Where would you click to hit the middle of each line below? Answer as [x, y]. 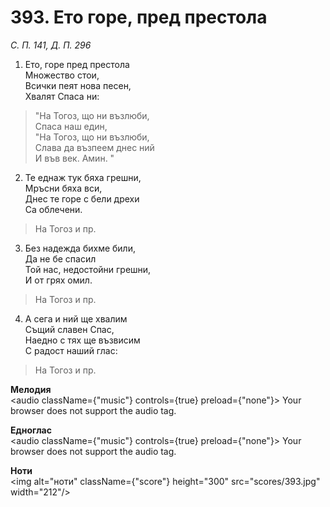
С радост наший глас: [71, 350]
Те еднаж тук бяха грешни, [83, 177]
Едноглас [31, 430]
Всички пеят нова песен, [78, 85]
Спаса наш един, [71, 126]
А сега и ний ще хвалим [76, 318]
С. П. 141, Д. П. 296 [51, 45]
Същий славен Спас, [69, 329]
